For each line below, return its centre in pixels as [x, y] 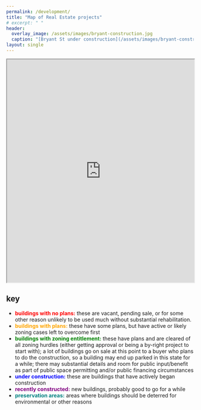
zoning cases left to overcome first [57, 332]
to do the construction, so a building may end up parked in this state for [102, 357]
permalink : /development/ [38, 12]
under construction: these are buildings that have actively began [95, 376]
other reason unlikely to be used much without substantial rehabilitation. [103, 320]
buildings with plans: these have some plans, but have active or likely [100, 326]
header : [16, 28]
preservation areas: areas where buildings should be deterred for [95, 395]
